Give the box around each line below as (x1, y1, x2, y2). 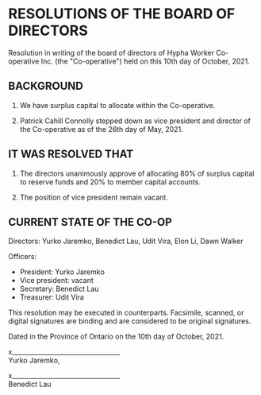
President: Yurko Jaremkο (19, 267, 106, 277)
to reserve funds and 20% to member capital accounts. (19, 176, 201, 187)
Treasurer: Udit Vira (19, 292, 85, 302)
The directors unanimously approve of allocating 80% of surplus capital (19, 168, 255, 178)
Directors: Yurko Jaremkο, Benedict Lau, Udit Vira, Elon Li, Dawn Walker (8, 236, 244, 246)
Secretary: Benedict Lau (19, 284, 99, 294)
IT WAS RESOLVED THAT (8, 148, 134, 161)
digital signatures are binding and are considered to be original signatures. (8, 316, 251, 326)
